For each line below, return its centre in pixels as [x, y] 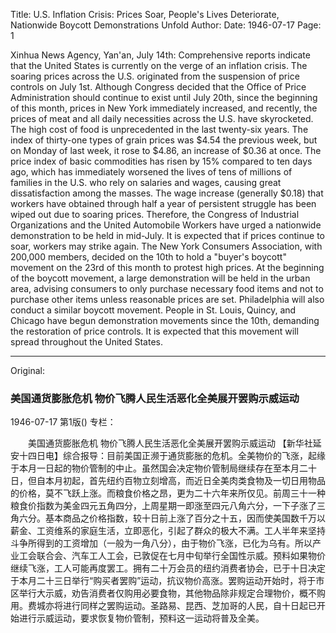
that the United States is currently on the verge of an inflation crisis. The [159, 65]
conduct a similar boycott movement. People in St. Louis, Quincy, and [153, 310]
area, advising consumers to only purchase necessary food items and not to [167, 288]
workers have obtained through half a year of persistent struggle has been [163, 203]
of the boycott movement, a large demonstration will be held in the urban [160, 278]
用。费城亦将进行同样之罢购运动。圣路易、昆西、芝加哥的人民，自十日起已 [163, 606]
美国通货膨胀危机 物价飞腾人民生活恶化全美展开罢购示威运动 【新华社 [170, 443]
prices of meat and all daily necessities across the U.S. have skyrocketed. [162, 118]
